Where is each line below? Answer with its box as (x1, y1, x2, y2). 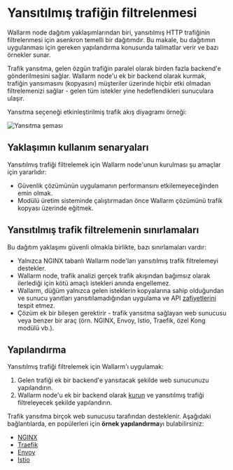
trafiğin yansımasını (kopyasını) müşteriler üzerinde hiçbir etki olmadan (7, 79, 211, 87)
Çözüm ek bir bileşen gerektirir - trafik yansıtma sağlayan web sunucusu (17, 308, 227, 317)
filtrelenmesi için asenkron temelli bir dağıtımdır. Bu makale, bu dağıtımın (7, 35, 216, 44)
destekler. (17, 263, 47, 272)
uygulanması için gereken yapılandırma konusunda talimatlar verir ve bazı (7, 43, 219, 51)
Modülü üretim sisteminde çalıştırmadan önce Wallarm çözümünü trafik (17, 196, 223, 204)
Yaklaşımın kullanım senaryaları (7, 142, 149, 154)
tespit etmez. (17, 301, 55, 310)
